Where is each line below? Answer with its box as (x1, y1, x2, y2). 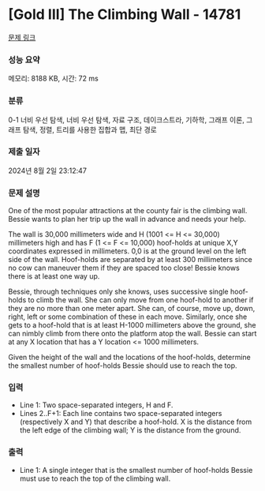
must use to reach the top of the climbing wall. (19, 474, 171, 483)
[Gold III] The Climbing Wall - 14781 (8, 6, 241, 24)
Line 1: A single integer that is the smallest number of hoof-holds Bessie (19, 465, 253, 474)
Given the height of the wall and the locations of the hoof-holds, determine (8, 353, 251, 362)
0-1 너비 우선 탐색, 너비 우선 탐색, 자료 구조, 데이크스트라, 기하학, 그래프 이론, (8, 114, 244, 124)
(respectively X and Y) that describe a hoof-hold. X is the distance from (19, 417, 252, 427)
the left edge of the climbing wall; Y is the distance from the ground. (19, 425, 241, 435)
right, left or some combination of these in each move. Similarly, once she (8, 312, 248, 321)
